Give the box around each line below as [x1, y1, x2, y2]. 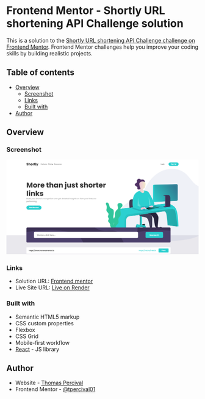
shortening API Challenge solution [6, 16, 184, 30]
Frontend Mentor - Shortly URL [6, 4, 165, 18]
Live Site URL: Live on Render [15, 284, 90, 291]
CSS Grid [15, 333, 38, 340]
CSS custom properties [15, 319, 74, 327]
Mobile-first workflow [15, 339, 70, 346]
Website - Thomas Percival [15, 379, 84, 387]
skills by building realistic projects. [6, 49, 93, 57]
